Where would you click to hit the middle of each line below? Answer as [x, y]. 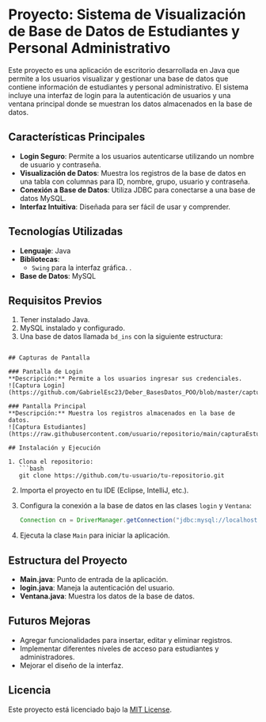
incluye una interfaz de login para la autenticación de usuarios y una [120, 95]
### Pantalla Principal [47, 407]
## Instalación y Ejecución [55, 448]
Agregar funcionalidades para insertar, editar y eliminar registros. [126, 640]
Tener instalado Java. [55, 320]
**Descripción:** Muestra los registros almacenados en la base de [122, 413]
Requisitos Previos [55, 300]
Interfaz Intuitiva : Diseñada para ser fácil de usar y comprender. [125, 207]
